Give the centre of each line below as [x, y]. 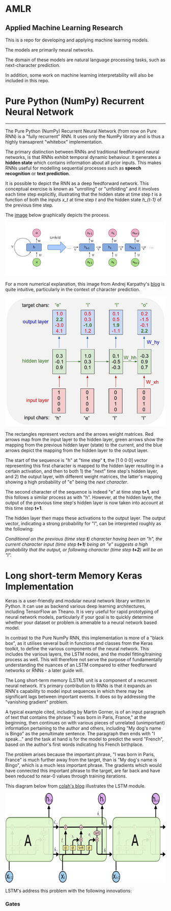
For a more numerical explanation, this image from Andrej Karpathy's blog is [85, 284]
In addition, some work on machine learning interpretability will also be [79, 75]
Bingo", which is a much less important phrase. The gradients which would [83, 765]
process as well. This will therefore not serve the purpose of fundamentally [84, 659]
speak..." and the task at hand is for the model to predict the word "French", [84, 739]
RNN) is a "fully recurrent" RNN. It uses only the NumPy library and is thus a [85, 136]
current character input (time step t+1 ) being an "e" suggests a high [77, 544]
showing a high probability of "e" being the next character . [67, 482]
